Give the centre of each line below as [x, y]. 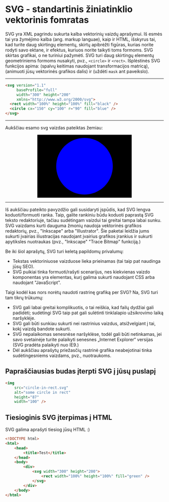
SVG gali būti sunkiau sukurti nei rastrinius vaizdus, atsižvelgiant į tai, [84, 324]
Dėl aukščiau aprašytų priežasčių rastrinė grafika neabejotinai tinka [82, 350]
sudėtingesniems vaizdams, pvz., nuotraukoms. [62, 355]
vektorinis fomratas [47, 20]
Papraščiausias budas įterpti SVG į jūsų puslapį [80, 371]
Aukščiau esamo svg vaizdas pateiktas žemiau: [54, 128]
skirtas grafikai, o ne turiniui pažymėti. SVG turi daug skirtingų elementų [80, 55]
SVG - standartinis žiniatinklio [69, 9]
